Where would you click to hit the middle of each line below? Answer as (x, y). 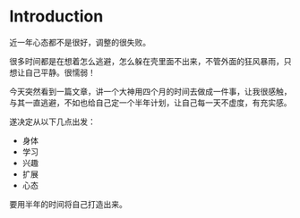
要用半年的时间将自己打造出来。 (68, 204)
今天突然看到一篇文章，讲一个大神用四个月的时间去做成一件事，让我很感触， (150, 91)
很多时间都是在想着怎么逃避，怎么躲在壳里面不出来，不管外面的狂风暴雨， (146, 61)
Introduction (56, 17)
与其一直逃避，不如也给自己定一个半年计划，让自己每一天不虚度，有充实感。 (150, 102)
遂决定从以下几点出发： (52, 122)
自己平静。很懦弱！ (60, 72)
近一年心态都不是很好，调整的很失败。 (80, 42)
